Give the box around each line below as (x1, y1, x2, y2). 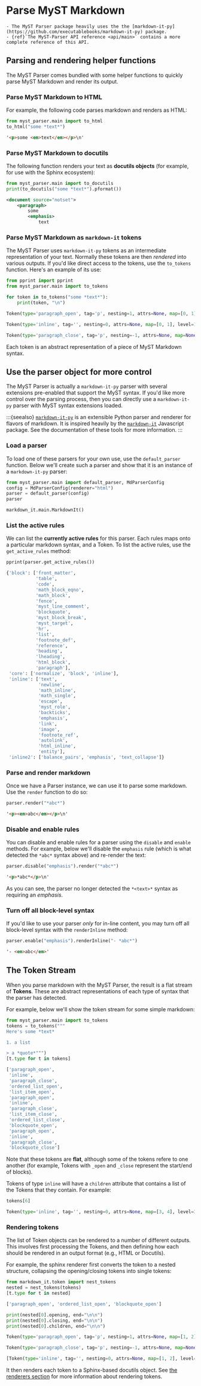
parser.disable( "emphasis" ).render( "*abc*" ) (6, 863, 119, 870)
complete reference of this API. (6, 39, 90, 45)
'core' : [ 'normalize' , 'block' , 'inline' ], (8, 670, 119, 676)
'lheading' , (35, 654, 66, 660)
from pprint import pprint (6, 277, 74, 284)
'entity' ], (38, 749, 66, 755)
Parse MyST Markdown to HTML (6, 92, 103, 101)
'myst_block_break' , (35, 615, 87, 621)
